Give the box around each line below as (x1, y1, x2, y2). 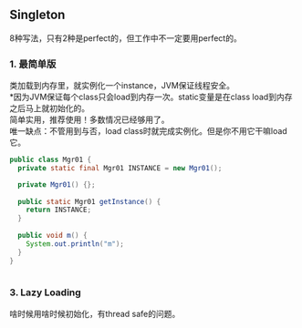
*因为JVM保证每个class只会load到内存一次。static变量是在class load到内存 (9, 91, 293, 103)
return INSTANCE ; (26, 205, 92, 215)
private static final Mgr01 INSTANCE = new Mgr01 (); (17, 163, 223, 172)
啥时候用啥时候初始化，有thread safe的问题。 (9, 308, 181, 319)
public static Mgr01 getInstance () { (17, 197, 161, 206)
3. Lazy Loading (9, 286, 82, 299)
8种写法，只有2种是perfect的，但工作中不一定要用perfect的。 (9, 32, 242, 44)
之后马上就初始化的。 (9, 103, 89, 114)
